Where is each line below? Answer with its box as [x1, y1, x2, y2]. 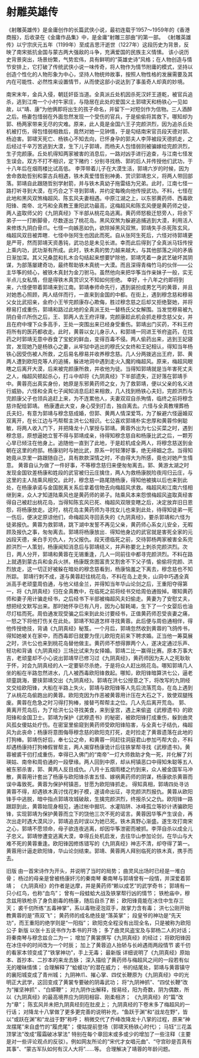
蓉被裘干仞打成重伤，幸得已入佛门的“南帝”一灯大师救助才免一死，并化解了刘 [6, 751, 192, 758]
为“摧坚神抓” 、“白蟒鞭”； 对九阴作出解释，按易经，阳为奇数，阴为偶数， [6, 986, 185, 993]
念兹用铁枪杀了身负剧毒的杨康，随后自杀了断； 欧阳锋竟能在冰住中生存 [6, 897, 179, 904]
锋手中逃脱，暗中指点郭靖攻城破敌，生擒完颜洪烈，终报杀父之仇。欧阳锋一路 [6, 795, 193, 802]
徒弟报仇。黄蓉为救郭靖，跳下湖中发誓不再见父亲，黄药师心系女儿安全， [6, 520, 182, 528]
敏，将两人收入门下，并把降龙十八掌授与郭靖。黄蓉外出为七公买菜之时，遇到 [6, 424, 193, 431]
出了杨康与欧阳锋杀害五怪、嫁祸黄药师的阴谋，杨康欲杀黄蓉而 [42, 773, 193, 780]
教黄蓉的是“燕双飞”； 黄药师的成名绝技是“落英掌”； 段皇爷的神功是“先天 [6, 911, 182, 919]
